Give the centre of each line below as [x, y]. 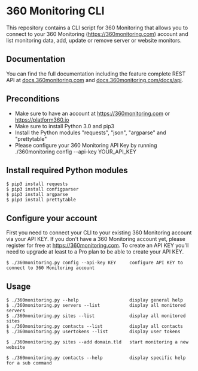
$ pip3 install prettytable [41, 200]
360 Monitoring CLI [55, 11]
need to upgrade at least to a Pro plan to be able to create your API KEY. [95, 252]
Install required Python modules [67, 170]
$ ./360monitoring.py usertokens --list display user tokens [93, 331]
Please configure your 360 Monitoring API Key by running [86, 145]
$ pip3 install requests [37, 184]
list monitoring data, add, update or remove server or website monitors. [94, 40]
